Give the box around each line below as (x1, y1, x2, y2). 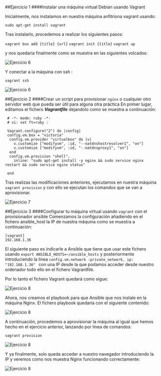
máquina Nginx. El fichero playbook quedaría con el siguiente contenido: (5, 300, 150, 306)
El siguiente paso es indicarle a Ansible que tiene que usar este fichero (5, 246, 146, 251)
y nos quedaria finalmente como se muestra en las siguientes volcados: (5, 50, 148, 56)
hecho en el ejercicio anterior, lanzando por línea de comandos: (5, 324, 132, 329)
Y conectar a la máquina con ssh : (5, 69, 73, 75)
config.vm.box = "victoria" (7, 133, 64, 138)
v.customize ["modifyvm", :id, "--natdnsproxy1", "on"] (14, 145, 129, 150)
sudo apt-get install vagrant (5, 23, 66, 28)
